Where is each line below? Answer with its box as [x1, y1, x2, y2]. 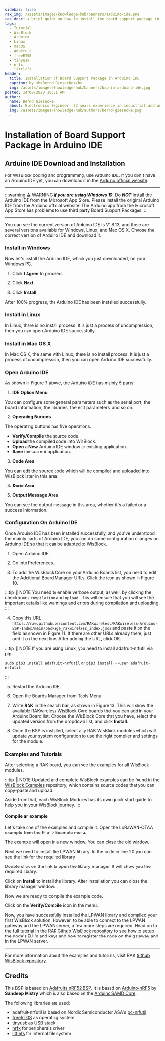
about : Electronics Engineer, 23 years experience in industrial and [9, 104, 155, 108]
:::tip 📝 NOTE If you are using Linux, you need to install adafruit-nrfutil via [5, 645, 153, 651]
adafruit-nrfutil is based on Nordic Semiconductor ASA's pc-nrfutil [12, 1009, 146, 1015]
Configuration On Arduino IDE [5, 519, 78, 526]
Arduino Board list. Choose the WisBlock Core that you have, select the [12, 713, 156, 719]
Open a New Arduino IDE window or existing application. [12, 444, 127, 450]
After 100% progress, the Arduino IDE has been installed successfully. [5, 299, 147, 305]
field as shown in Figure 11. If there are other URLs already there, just [12, 630, 151, 636]
